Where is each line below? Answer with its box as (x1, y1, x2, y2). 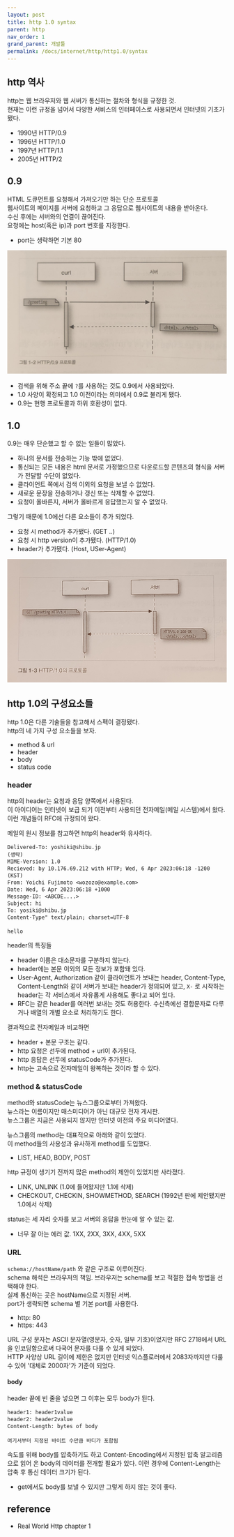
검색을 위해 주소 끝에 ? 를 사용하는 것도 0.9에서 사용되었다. (17, 382, 175, 390)
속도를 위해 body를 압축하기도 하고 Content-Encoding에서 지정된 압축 (7, 1450, 199, 1458)
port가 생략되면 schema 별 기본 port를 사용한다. (7, 1299, 139, 1307)
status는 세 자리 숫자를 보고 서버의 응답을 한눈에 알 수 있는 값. (7, 1215, 175, 1224)
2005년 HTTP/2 (17, 154, 63, 163)
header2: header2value (7, 1416, 73, 1423)
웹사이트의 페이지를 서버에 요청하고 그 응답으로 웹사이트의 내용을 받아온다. (7, 203, 208, 212)
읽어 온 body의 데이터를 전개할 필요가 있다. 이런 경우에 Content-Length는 (19, 1459, 221, 1467)
